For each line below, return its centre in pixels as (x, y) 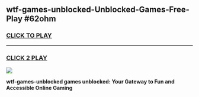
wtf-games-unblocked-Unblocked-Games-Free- (98, 10)
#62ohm (40, 19)
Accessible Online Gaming (39, 88)
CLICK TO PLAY (29, 36)
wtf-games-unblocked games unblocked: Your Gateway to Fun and (90, 81)
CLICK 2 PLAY (27, 58)
